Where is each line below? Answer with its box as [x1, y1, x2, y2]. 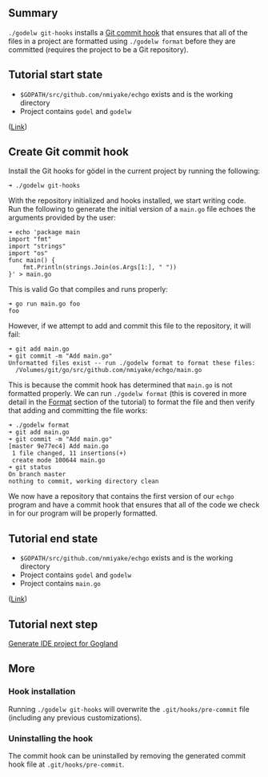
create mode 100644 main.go [11, 456, 106, 464]
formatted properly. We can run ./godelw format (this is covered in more [8, 389, 247, 399]
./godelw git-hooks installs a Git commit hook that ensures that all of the [8, 27, 248, 37]
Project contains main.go [19, 579, 102, 589]
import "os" [8, 249, 48, 257]
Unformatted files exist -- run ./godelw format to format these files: [8, 359, 256, 367]
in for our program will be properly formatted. [8, 508, 158, 518]
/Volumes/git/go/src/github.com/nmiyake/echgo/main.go [15, 366, 202, 374]
